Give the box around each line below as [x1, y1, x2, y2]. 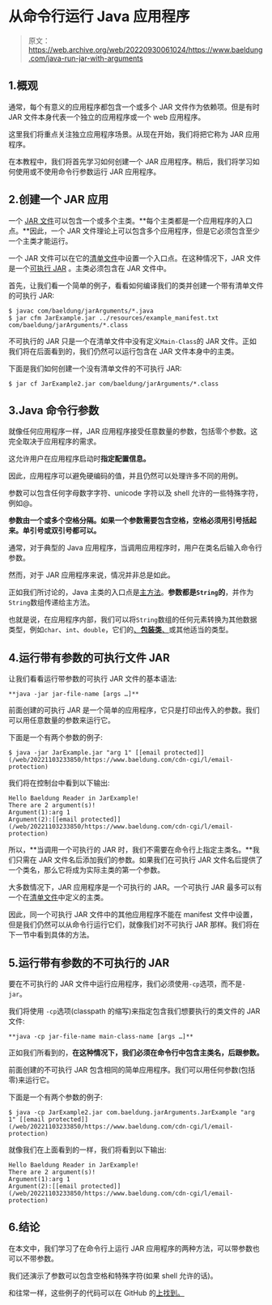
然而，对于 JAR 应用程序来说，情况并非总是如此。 [8, 570, 176, 580]
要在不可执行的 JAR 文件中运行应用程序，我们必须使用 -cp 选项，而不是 [8, 979, 243, 988]
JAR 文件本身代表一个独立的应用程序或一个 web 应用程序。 [8, 112, 206, 121]
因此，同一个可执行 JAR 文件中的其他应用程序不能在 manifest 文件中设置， [8, 910, 257, 920]
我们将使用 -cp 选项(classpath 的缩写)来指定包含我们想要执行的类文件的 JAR [8, 1006, 261, 1016]
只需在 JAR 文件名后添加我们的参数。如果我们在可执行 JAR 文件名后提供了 [15, 855, 263, 865]
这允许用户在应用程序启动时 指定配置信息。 [8, 454, 151, 464]
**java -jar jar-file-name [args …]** [8, 690, 139, 699]
